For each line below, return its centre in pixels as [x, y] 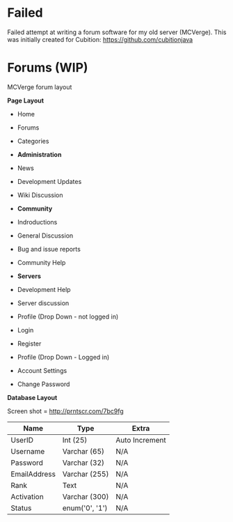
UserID [22, 440]
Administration [39, 154]
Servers [29, 276]
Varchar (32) [83, 463]
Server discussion [43, 303]
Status [21, 508]
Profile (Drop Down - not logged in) [68, 316]
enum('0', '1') [85, 508]
